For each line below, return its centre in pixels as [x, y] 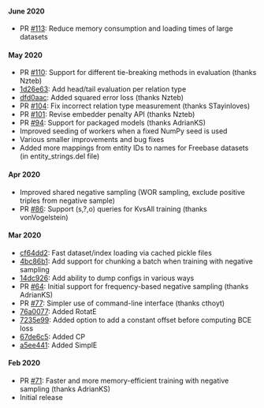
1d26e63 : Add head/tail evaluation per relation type [103, 89]
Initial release [41, 398]
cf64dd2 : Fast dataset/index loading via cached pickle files [116, 253]
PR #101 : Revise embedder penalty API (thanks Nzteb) [107, 114]
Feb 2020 [24, 363]
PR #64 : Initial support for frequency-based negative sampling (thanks [134, 286]
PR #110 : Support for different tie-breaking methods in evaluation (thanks [138, 73]
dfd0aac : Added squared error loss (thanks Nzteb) [101, 98]
